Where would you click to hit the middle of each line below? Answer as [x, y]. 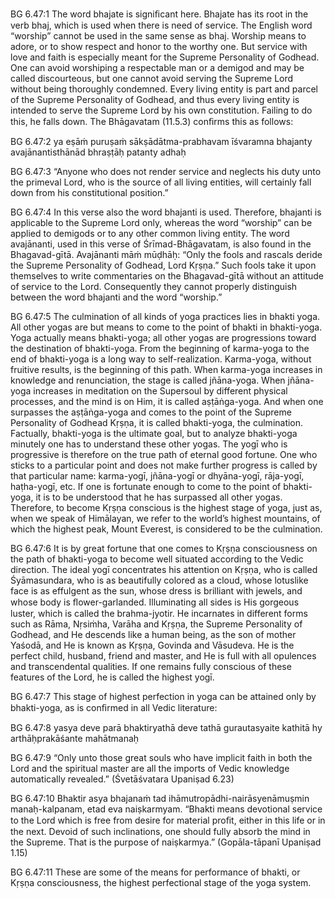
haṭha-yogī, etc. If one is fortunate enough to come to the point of [146, 486]
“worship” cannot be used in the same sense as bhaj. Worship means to [158, 36]
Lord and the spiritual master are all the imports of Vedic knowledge [150, 768]
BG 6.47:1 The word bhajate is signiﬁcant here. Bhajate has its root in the [159, 14]
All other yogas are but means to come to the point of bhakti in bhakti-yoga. [166, 327]
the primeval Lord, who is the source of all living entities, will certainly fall [161, 182]
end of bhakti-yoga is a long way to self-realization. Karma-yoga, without [161, 359]
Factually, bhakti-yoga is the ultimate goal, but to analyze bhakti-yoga [154, 433]
